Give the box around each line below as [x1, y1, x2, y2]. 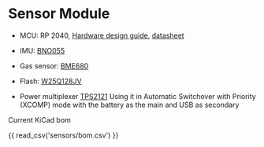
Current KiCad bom [8, 115, 71, 124]
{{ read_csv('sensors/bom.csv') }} [8, 130, 119, 140]
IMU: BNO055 [19, 46, 65, 55]
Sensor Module [8, 5, 110, 23]
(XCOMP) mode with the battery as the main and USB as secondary [19, 100, 240, 109]
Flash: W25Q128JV [19, 76, 82, 86]
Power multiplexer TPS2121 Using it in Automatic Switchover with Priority [19, 91, 256, 101]
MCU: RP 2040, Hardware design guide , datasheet [19, 31, 184, 40]
